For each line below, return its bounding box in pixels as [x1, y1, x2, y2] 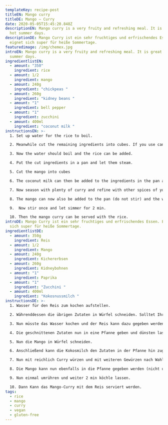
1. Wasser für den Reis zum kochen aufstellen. [9, 303, 111, 308]
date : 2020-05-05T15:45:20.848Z [5, 21, 72, 27]
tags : [5, 389, 16, 394]
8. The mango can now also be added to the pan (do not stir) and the [9, 196, 160, 201]
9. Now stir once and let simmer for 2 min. [9, 205, 106, 210]
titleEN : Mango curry [5, 12, 50, 17]
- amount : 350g [9, 233, 41, 238]
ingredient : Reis [14, 238, 50, 243]
